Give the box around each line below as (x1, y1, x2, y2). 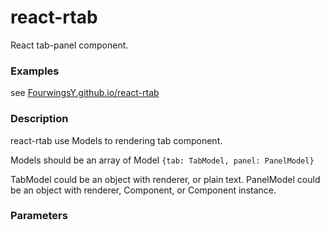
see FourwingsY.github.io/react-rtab (10, 87, 160, 99)
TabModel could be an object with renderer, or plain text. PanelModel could (10, 173, 321, 185)
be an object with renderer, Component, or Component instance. (10, 184, 277, 196)
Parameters (10, 209, 68, 223)
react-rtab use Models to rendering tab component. (10, 134, 223, 146)
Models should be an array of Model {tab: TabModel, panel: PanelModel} (10, 154, 315, 166)
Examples (10, 64, 60, 78)
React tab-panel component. (10, 39, 129, 51)
